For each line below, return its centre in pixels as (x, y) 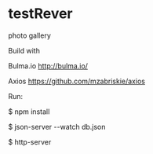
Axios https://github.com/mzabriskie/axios (76, 81)
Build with (24, 50)
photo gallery (29, 35)
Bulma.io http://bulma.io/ (48, 66)
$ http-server (30, 141)
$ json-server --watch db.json (57, 126)
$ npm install (29, 112)
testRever (40, 14)
